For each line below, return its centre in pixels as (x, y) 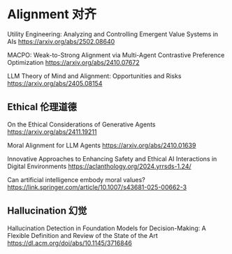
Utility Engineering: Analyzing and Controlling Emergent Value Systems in (113, 34)
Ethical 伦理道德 (42, 107)
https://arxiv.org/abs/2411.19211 (52, 132)
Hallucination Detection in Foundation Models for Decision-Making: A (107, 228)
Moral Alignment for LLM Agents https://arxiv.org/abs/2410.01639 (102, 145)
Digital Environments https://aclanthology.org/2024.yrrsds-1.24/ (99, 166)
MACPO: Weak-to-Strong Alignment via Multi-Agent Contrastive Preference (116, 55)
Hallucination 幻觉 (47, 211)
